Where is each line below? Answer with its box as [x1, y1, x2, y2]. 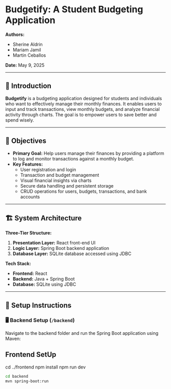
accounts [20, 193, 40, 200]
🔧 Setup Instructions [5, 301, 72, 310]
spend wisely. [5, 117, 35, 123]
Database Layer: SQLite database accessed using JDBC [12, 250, 131, 257]
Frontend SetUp [5, 350, 56, 359]
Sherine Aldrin [12, 41, 43, 47]
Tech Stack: [5, 261, 32, 267]
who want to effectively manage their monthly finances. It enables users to [5, 101, 162, 107]
